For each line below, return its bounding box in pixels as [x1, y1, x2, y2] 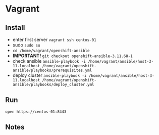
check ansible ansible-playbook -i [12, 58, 86, 64]
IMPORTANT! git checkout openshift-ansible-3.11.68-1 [12, 53, 133, 59]
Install [5, 23, 25, 32]
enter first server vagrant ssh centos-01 [12, 36, 97, 42]
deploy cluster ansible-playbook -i [12, 72, 87, 78]
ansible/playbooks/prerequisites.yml [12, 68, 92, 73]
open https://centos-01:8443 [5, 109, 67, 114]
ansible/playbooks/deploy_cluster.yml [12, 82, 94, 87]
